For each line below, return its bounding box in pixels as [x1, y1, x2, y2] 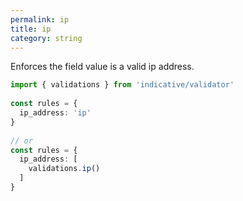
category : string [10, 33, 83, 43]
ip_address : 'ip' [19, 108, 92, 118]
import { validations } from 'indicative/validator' [10, 80, 235, 90]
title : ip [10, 24, 52, 34]
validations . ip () [28, 164, 101, 174]
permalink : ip [10, 14, 70, 25]
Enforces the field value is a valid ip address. [10, 61, 195, 73]
